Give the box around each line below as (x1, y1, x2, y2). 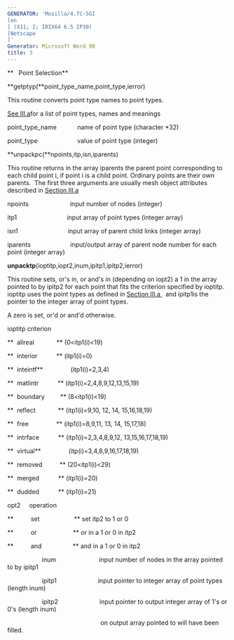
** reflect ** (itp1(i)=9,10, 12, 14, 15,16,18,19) (7, 406, 153, 414)
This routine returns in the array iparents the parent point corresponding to (7, 163, 223, 172)
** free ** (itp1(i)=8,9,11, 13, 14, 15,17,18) (7, 419, 146, 428)
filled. (7, 625, 24, 634)
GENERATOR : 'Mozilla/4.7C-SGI (7, 10, 96, 18)
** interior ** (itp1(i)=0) (7, 351, 92, 360)
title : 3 (7, 50, 33, 57)
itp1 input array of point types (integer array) (7, 213, 184, 222)
